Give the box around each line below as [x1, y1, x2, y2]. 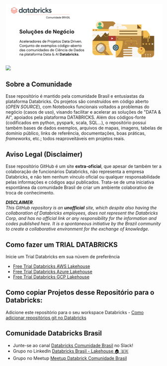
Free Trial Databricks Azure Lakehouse [12, 269, 92, 275]
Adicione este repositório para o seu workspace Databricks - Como [5, 309, 144, 315]
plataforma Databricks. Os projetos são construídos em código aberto [5, 99, 149, 105]
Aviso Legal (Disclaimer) [5, 150, 83, 159]
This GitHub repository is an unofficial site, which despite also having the [5, 205, 157, 211]
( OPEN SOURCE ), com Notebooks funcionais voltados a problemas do [5, 104, 150, 110]
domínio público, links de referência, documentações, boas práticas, [5, 130, 146, 136]
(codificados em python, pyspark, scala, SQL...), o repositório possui [5, 120, 146, 126]
